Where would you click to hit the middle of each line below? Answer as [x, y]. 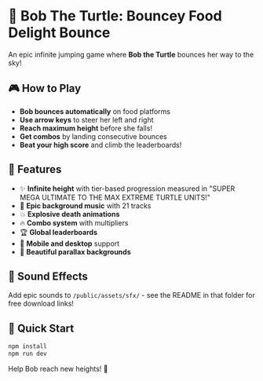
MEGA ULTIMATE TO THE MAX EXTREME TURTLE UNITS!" [115, 197]
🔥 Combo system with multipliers [74, 222]
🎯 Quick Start [41, 328]
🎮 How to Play [45, 88]
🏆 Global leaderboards [58, 232]
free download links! [41, 304]
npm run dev [27, 354]
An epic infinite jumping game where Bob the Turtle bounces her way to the [131, 54]
